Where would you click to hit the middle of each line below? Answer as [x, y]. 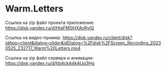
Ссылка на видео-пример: [33, 37]
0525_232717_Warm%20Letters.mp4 [43, 48]
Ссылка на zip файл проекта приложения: [50, 22]
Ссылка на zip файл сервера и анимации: [49, 57]
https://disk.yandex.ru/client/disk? [97, 37]
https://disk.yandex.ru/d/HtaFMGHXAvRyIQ [50, 27]
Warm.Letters [34, 9]
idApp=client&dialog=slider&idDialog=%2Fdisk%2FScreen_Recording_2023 [83, 42]
